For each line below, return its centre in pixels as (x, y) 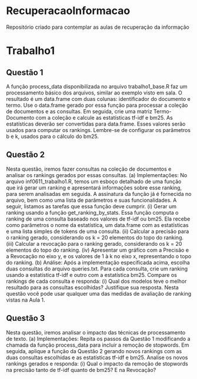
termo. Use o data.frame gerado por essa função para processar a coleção (97, 105)
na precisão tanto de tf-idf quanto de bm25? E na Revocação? (81, 370)
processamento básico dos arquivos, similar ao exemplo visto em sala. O (94, 93)
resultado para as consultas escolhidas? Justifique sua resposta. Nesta (93, 287)
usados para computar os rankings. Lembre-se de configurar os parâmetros (98, 130)
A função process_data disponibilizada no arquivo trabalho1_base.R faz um (97, 86)
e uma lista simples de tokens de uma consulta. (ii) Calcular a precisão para (98, 231)
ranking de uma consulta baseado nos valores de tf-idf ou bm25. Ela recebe (98, 219)
